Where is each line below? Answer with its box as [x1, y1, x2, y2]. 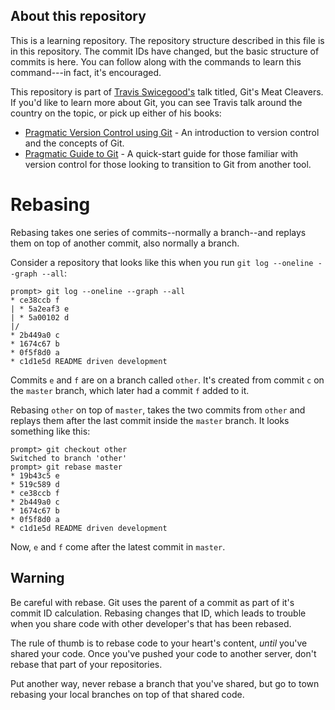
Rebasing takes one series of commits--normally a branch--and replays [10, 226, 307, 238]
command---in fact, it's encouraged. [10, 66, 162, 78]
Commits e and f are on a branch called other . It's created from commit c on [10, 374, 325, 386]
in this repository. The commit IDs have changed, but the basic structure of [10, 45, 320, 57]
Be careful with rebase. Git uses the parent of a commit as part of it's [10, 596, 295, 608]
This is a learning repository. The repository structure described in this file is [10, 34, 325, 46]
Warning [10, 570, 65, 587]
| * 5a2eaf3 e [10, 304, 70, 314]
